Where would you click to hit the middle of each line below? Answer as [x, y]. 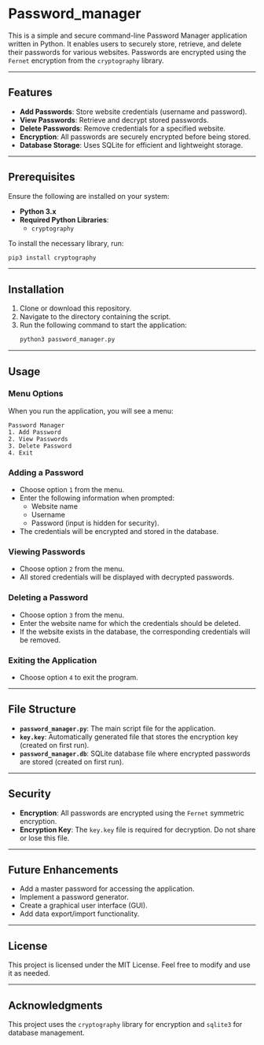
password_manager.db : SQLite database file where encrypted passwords [135, 753]
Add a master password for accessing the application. [107, 889]
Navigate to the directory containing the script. [95, 317]
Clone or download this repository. [75, 308]
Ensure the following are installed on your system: [89, 196]
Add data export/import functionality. [79, 914]
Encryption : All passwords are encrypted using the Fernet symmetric [132, 813]
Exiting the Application [53, 660]
